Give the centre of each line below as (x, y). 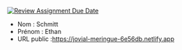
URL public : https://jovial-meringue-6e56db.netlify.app (96, 39)
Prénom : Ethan (39, 32)
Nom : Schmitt (38, 24)
